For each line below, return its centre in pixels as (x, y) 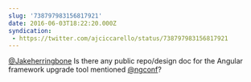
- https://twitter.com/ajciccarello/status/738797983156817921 (120, 38)
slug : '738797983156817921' (56, 16)
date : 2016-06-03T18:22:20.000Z (62, 23)
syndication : (30, 31)
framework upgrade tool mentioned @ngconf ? (85, 70)
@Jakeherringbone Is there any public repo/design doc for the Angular (126, 61)
